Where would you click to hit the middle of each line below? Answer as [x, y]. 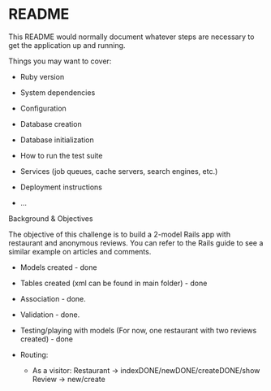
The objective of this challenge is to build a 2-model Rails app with [120, 234]
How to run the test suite [61, 155]
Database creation [51, 124]
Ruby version [42, 76]
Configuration [43, 108]
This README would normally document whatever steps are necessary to [131, 37]
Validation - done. [50, 315]
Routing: [34, 354]
